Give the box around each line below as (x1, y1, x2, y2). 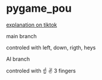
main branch (6, 32, 37, 39)
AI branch (6, 55, 30, 62)
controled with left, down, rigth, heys (6, 44, 96, 51)
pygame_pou (6, 2, 72, 15)
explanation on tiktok (6, 21, 58, 28)
